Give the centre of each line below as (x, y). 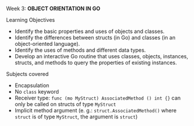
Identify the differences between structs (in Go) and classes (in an (95, 37)
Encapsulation (32, 85)
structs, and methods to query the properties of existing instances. (96, 62)
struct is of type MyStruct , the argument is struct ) (76, 117)
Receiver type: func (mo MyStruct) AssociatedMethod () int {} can (98, 98)
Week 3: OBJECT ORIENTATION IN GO (53, 9)
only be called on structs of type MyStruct (65, 104)
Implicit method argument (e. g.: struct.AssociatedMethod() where (96, 110)
